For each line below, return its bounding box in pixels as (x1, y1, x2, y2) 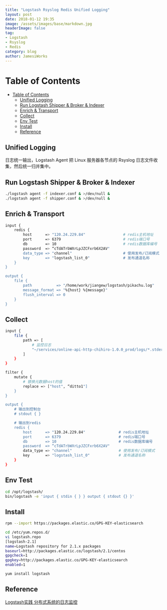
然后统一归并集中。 (13, 163, 53, 170)
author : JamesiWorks (5, 53, 48, 59)
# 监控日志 (31, 342, 51, 347)
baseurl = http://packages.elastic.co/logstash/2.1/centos (5, 548, 126, 554)
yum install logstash (5, 572, 50, 577)
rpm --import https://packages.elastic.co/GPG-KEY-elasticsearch (5, 521, 143, 526)
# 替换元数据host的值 (23, 379, 63, 384)
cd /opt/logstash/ (5, 489, 43, 494)
